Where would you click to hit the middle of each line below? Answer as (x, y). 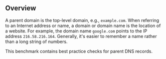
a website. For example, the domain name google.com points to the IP (76, 31)
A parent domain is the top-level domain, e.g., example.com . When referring (82, 20)
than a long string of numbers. (36, 41)
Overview (21, 8)
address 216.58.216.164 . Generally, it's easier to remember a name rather (81, 36)
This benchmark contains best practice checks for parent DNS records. (79, 51)
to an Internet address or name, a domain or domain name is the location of (83, 25)
